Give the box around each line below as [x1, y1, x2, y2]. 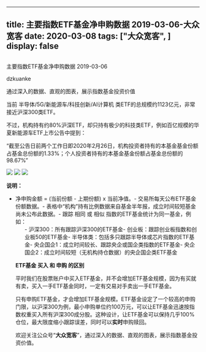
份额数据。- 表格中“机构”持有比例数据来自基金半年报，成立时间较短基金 [15, 202, 196, 210]
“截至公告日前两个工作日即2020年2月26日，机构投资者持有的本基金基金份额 [6, 142, 199, 149]
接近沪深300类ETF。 [6, 108, 59, 115]
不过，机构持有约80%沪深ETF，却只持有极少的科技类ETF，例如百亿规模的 [6, 121, 194, 129]
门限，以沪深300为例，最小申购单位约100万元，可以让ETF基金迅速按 [15, 303, 190, 310]
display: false [6, 41, 59, 52]
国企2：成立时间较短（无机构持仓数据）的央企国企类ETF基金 [24, 248, 178, 256]
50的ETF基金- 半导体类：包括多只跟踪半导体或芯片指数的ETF [35, 233, 189, 240]
